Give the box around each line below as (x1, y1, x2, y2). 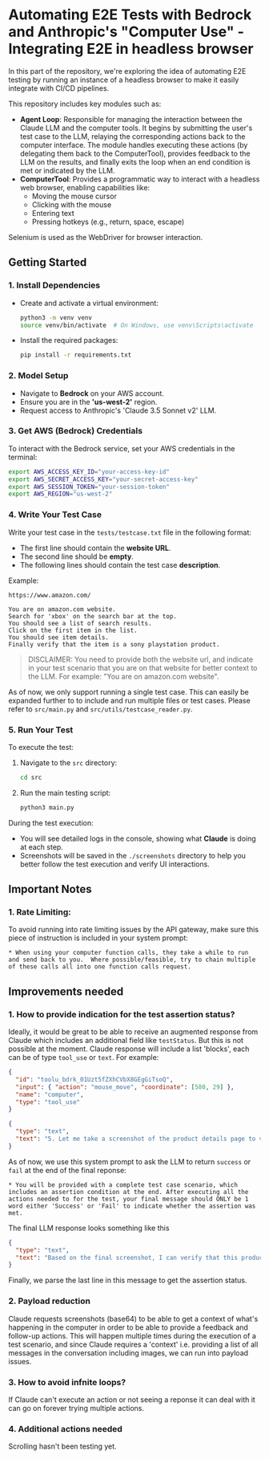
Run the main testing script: (19, 788, 111, 797)
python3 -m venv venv (19, 313, 93, 322)
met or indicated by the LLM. (19, 165, 115, 175)
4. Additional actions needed (8, 1423, 122, 1434)
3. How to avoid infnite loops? (8, 1376, 126, 1388)
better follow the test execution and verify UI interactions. (19, 859, 210, 869)
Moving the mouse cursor (31, 191, 118, 201)
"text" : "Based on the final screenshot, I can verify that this (15, 1253, 239, 1261)
